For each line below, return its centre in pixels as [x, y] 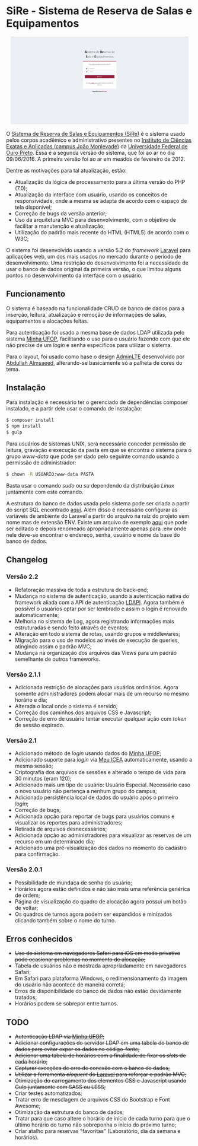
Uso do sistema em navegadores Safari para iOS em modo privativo [98, 953]
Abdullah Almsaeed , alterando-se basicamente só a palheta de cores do [94, 362]
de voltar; [26, 908]
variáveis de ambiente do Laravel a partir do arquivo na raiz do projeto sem [98, 516]
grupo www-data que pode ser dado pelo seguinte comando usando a [93, 456]
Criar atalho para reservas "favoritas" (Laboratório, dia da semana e [98, 1131]
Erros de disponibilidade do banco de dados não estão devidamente [98, 991]
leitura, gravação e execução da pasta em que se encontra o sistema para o [99, 450]
